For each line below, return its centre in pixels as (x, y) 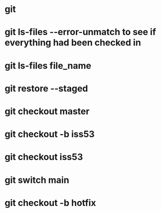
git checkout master (47, 111)
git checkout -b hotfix (50, 203)
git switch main (37, 180)
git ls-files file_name (48, 65)
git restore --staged (46, 88)
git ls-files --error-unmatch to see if (80, 32)
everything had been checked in (73, 43)
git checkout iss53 (44, 157)
